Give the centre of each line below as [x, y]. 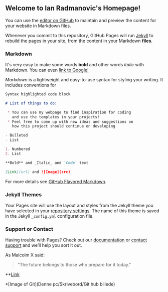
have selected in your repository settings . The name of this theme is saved [82, 211]
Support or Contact [29, 229]
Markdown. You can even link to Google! [47, 70]
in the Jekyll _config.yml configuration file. [49, 216]
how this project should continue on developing [63, 126]
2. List [13, 154]
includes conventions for [31, 85]
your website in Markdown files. [38, 26]
